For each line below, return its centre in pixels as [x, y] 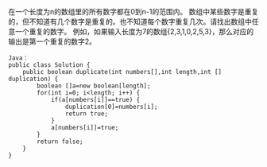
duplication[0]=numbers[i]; [111, 107]
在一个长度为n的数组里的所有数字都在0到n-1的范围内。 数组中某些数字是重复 [133, 12]
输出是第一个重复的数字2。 [52, 41]
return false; [60, 142]
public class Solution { [49, 65]
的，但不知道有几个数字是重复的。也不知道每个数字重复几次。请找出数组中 [130, 21]
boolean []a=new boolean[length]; [94, 86]
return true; [87, 114]
